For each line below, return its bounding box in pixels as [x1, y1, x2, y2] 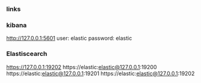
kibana [6, 20, 27, 29]
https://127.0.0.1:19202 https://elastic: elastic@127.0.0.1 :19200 [6, 63, 157, 70]
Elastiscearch [6, 50, 47, 58]
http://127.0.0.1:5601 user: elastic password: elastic [6, 35, 132, 42]
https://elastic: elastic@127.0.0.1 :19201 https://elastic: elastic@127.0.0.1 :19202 [6, 70, 195, 77]
